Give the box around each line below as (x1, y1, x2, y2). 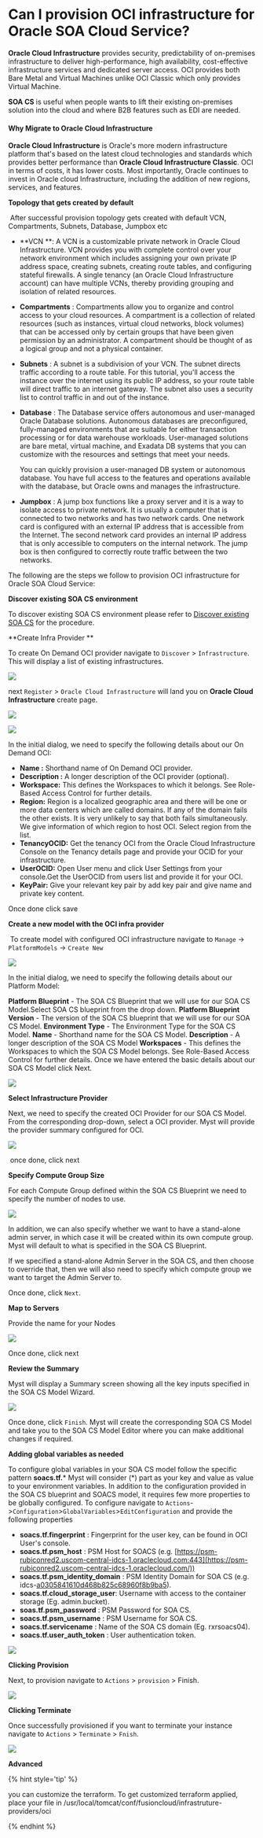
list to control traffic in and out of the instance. (19, 393, 170, 402)
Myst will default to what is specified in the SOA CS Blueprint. (8, 1241, 207, 1250)
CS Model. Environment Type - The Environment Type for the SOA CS (8, 1021, 236, 1032)
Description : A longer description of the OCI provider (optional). (19, 772, 229, 781)
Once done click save (8, 904, 79, 913)
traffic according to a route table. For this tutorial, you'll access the (19, 367, 236, 377)
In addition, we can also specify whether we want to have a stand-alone (8, 1224, 241, 1234)
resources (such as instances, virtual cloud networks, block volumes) (19, 319, 245, 328)
